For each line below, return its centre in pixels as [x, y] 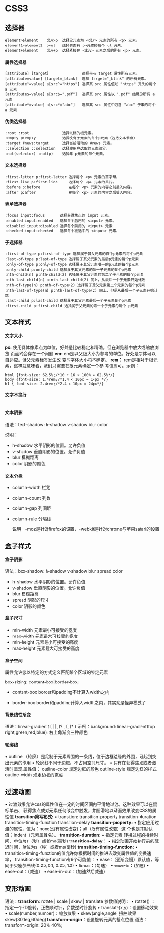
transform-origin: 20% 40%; [34, 925]
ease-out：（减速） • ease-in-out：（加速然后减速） [56, 872]
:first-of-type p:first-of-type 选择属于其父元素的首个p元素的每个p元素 [74, 254]
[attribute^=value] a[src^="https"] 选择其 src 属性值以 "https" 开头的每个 [81, 84]
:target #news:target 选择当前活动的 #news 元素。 [59, 143]
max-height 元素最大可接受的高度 [46, 648]
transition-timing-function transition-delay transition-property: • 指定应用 [80, 823]
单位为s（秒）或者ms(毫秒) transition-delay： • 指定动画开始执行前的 [84, 841]
